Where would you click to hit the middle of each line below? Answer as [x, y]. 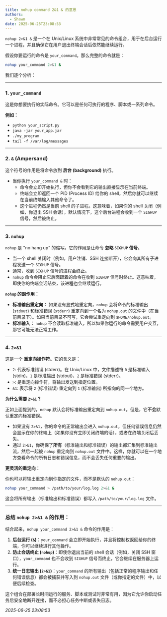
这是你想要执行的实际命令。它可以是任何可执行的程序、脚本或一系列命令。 [81, 104]
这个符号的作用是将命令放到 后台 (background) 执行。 [60, 170]
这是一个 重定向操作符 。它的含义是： [43, 359]
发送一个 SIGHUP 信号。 [40, 265]
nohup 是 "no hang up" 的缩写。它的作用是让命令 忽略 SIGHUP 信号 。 [74, 248]
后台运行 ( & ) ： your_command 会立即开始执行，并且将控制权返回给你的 [82, 540]
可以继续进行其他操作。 [49, 546]
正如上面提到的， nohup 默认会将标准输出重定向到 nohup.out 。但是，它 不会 [81, 410]
